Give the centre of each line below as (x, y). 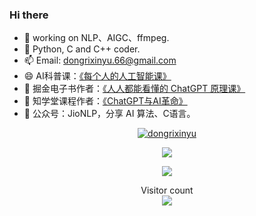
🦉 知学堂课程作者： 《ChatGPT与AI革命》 (105, 101)
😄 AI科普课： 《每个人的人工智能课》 (97, 76)
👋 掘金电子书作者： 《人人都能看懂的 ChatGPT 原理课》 (134, 89)
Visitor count (167, 190)
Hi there (29, 15)
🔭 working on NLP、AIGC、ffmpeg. (96, 38)
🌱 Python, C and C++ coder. (82, 49)
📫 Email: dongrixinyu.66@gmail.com (100, 60)
